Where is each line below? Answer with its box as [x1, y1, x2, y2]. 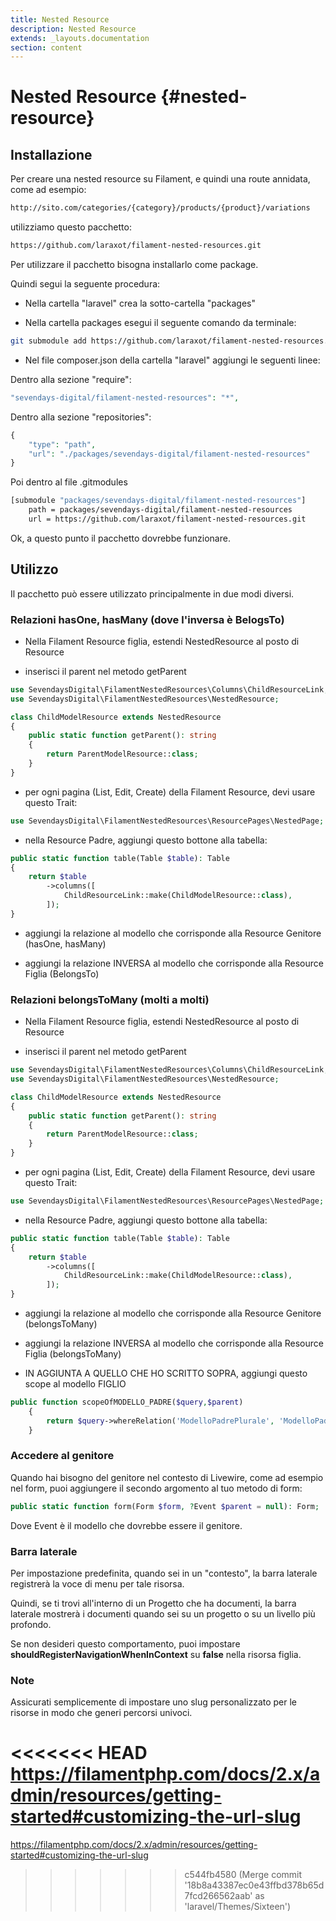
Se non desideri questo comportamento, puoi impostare [10, 1638, 241, 1650]
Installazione [10, 146, 93, 163]
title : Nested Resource [10, 14, 110, 25]
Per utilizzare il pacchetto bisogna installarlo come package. [10, 259, 259, 270]
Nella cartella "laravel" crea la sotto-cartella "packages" [24, 297, 256, 309]
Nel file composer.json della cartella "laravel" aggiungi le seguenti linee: [24, 354, 321, 366]
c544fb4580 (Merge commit [184, 1869, 303, 1881]
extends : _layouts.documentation [10, 33, 150, 43]
